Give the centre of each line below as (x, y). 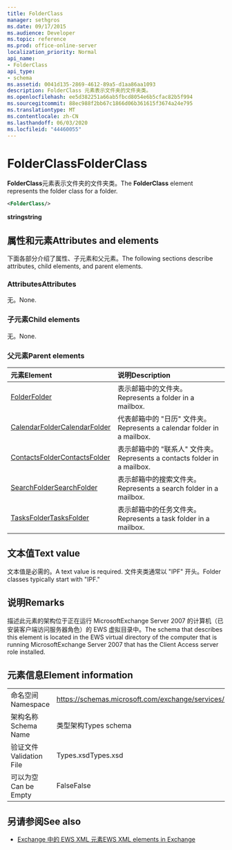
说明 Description (144, 375)
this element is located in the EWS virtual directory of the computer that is (112, 637)
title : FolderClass (35, 13)
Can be (22, 786)
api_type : (21, 71)
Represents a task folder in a (164, 518)
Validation (27, 756)
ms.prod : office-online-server (52, 46)
